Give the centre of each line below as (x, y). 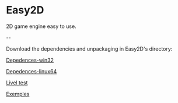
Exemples (18, 94)
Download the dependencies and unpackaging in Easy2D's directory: (89, 49)
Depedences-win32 (30, 60)
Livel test (17, 83)
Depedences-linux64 (32, 71)
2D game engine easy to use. (41, 26)
